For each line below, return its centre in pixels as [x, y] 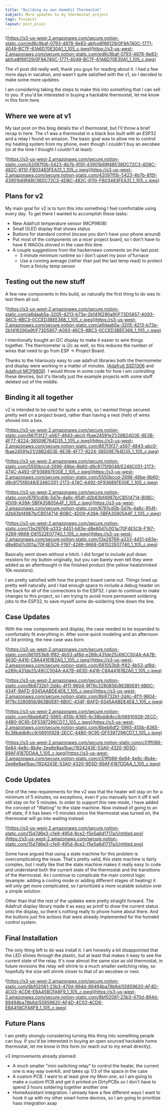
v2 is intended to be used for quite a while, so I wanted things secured [77, 409]
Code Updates [28, 780]
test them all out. [22, 299]
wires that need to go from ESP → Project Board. [55, 351]
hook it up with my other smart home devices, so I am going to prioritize [86, 1097]
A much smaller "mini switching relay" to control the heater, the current [85, 1066]
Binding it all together [39, 398]
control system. [21, 922]
